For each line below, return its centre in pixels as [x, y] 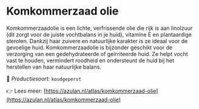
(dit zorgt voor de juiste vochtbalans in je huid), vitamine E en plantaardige [99, 34]
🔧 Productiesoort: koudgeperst [44, 79]
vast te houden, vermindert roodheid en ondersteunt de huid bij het [90, 60]
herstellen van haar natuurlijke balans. [54, 67]
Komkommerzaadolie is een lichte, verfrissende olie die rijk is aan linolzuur [99, 28]
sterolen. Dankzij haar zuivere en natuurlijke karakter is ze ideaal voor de [97, 41]
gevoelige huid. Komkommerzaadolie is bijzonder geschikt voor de [89, 47]
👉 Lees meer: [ [26, 91]
